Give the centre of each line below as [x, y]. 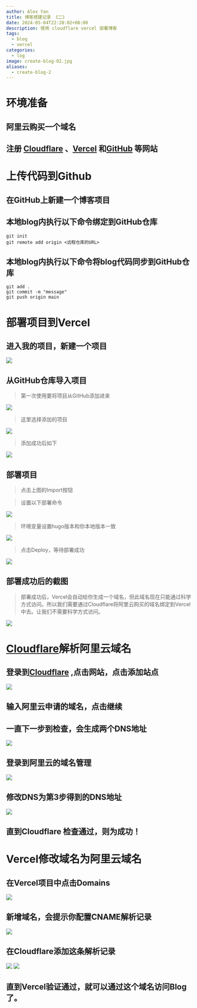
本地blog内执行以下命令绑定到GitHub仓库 [82, 222]
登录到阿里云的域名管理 [49, 763]
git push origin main [33, 297]
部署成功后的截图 [37, 581]
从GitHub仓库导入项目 [47, 380]
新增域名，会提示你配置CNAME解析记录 [79, 917]
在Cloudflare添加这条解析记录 [61, 952]
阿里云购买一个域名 [41, 127]
